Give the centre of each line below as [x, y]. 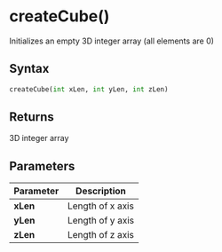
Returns [32, 117]
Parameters [42, 166]
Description [101, 191]
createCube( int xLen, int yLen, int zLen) [89, 89]
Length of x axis [101, 206]
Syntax [29, 69]
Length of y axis [101, 221]
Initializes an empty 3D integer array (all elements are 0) [112, 41]
